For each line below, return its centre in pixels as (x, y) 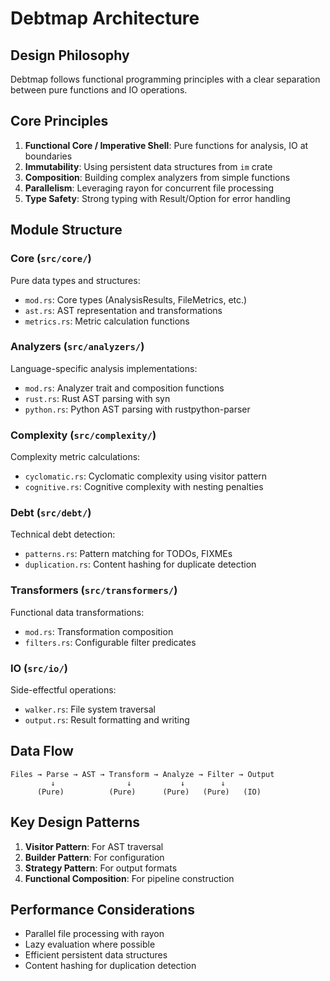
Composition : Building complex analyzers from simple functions (157, 177)
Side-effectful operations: (63, 689)
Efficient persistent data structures (96, 955)
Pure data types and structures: (75, 280)
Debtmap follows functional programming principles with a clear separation (165, 79)
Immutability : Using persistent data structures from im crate (148, 166)
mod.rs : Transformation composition (99, 631)
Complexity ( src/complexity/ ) (83, 435)
